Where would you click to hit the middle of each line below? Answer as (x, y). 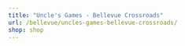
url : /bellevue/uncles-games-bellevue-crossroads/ (93, 23)
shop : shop (26, 30)
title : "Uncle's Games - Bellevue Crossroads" (86, 15)
